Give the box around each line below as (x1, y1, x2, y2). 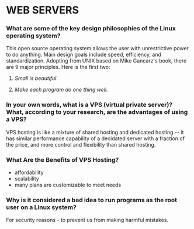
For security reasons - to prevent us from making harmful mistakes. (6, 217, 168, 224)
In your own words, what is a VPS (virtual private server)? (6, 100, 173, 109)
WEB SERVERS (6, 4, 79, 17)
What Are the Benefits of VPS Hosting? (6, 155, 119, 164)
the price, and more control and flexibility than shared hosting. (6, 141, 156, 148)
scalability (14, 175, 39, 182)
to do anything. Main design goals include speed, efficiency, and (6, 51, 162, 58)
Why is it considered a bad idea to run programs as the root (6, 196, 177, 204)
